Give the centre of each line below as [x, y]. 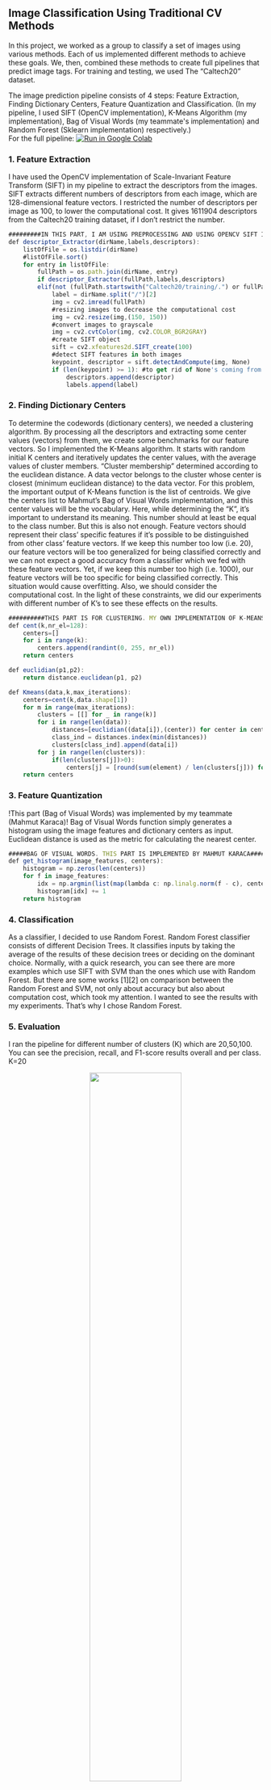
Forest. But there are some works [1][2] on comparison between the [121, 980]
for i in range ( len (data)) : [84, 722]
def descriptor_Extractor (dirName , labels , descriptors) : [104, 242]
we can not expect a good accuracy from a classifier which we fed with [127, 560]
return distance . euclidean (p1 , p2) [83, 678]
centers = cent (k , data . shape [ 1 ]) [75, 700]
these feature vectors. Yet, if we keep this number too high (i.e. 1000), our [131, 569]
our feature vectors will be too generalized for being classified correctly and [135, 552]
